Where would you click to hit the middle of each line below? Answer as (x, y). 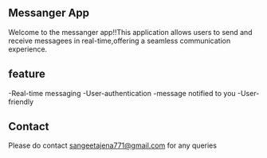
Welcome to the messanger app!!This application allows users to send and (130, 32)
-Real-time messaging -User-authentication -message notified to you (122, 93)
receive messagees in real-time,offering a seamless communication (120, 40)
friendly (21, 102)
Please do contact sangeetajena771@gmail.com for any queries (113, 145)
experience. (28, 49)
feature (27, 74)
